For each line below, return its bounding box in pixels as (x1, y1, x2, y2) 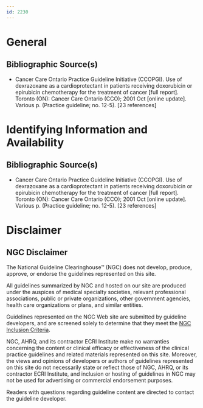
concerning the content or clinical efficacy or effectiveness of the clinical (6, 344, 190, 351)
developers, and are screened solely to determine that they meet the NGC (6, 319, 191, 326)
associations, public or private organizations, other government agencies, (6, 295, 191, 302)
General (6, 35, 47, 49)
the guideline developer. (6, 395, 67, 402)
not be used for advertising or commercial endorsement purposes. (6, 376, 173, 384)
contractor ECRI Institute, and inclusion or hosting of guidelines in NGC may (6, 370, 196, 378)
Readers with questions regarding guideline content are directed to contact (6, 388, 194, 396)
